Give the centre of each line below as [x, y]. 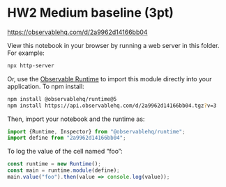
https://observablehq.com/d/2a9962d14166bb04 [77, 32]
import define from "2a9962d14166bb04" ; [67, 138]
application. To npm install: [46, 86]
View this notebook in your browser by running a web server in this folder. [113, 45]
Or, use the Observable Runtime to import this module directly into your [110, 79]
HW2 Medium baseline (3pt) [91, 13]
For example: [26, 53]
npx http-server [31, 65]
